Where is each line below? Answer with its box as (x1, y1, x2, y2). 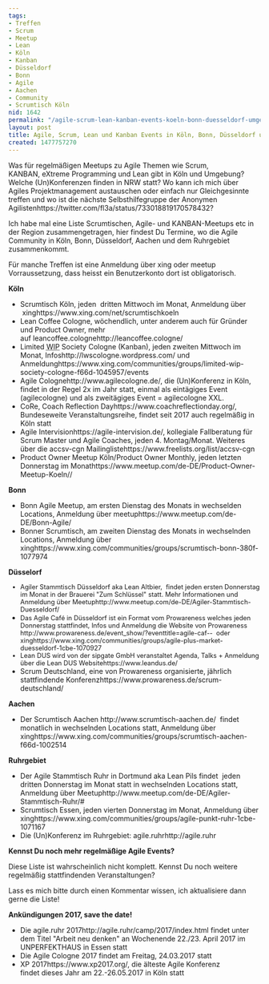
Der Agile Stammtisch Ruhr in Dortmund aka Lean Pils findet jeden (19, 771, 241, 780)
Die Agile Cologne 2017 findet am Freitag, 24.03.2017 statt (19, 950, 212, 960)
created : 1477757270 (8, 138, 78, 147)
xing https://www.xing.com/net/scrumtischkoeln (22, 308, 179, 317)
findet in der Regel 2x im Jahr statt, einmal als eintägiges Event (19, 384, 228, 393)
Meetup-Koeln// (19, 470, 73, 479)
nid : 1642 (8, 109, 42, 117)
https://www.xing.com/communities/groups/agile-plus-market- (33, 636, 223, 645)
